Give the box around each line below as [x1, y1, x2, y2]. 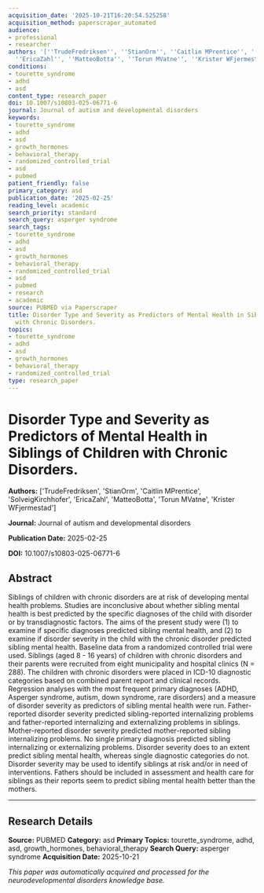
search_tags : [8, 223, 51, 232]
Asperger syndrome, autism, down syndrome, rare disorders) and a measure [8, 693, 256, 702]
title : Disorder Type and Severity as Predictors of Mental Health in [8, 311, 244, 319]
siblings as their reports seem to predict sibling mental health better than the [8, 776, 255, 785]
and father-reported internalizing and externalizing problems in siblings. [8, 718, 241, 727]
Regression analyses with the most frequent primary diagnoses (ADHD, [8, 684, 239, 694]
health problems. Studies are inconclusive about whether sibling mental [8, 601, 240, 610]
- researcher [8, 41, 51, 49]
